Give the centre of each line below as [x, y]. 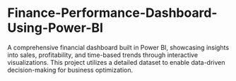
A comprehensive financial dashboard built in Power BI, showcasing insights [118, 47]
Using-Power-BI [55, 28]
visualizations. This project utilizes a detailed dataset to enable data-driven [116, 62]
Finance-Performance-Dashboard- [112, 13]
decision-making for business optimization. [70, 70]
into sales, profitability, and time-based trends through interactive [103, 55]
